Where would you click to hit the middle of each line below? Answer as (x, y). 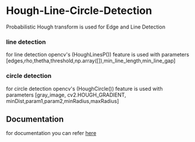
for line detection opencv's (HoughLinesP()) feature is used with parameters (98, 55)
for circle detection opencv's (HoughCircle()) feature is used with (84, 88)
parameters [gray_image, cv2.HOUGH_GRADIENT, (66, 95)
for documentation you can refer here (51, 133)
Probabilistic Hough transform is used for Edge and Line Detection (86, 27)
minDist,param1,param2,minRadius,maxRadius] (62, 101)
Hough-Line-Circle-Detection (79, 11)
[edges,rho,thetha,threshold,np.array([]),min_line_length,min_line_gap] (91, 61)
